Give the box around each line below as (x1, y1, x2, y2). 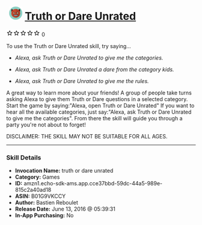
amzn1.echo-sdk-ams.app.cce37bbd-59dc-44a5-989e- (23, 180, 163, 187)
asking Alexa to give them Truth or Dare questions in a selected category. (6, 95, 188, 102)
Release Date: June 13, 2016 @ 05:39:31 (14, 205, 115, 213)
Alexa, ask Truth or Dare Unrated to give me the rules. (14, 77, 149, 84)
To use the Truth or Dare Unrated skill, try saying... (6, 42, 131, 49)
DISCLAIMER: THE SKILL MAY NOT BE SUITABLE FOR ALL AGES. (6, 132, 168, 140)
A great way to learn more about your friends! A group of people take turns (6, 89, 192, 96)
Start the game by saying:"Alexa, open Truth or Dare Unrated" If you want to (6, 102, 195, 109)
